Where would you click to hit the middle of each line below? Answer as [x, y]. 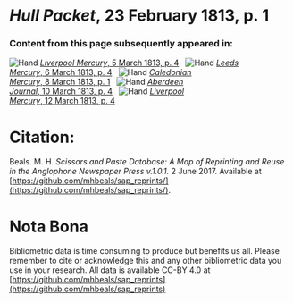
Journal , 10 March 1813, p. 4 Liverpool [97, 91]
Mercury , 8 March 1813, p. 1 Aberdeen [96, 82]
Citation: [42, 137]
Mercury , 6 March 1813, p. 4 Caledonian [100, 72]
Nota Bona [49, 227]
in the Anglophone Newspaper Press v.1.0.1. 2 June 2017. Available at [135, 172]
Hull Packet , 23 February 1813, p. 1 [139, 16]
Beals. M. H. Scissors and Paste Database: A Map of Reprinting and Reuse [147, 162]
